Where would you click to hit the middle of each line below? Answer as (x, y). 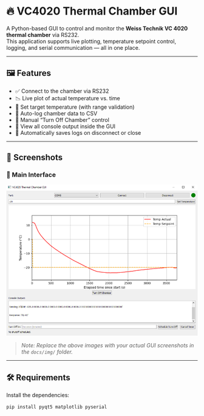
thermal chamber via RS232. (43, 35)
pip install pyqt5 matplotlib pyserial (57, 407)
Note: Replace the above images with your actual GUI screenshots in (107, 346)
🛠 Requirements (39, 377)
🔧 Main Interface (31, 175)
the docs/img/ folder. (47, 352)
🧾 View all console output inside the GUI (65, 126)
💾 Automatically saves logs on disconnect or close (78, 132)
